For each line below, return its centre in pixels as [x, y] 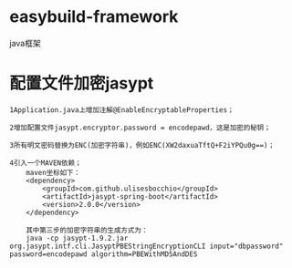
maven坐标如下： [53, 172]
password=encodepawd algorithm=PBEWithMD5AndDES [104, 254]
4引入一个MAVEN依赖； [46, 163]
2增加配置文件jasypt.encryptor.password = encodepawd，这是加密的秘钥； [140, 128]
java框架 [25, 43]
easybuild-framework [94, 17]
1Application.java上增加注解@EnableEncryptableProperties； [122, 110]
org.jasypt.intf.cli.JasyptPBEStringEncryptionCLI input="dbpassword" [146, 246]
